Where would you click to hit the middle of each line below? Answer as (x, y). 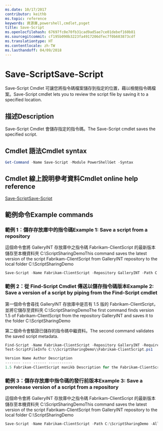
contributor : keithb (26, 14)
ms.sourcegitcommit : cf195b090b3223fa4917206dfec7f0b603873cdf (70, 37)
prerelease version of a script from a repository (62, 387)
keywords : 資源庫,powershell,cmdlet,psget (48, 23)
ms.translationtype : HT (29, 41)
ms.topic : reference (26, 18)
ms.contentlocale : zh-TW (30, 46)
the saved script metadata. (32, 336)
